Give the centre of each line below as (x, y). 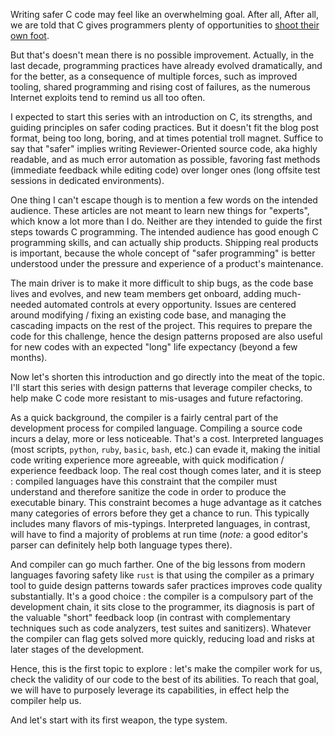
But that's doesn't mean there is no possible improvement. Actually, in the (162, 55)
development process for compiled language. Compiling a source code (156, 428)
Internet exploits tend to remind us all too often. (108, 97)
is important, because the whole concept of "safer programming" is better (163, 253)
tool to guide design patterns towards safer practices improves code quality (166, 585)
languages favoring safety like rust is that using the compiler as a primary (162, 575)
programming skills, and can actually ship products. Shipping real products (164, 242)
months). (29, 357)
